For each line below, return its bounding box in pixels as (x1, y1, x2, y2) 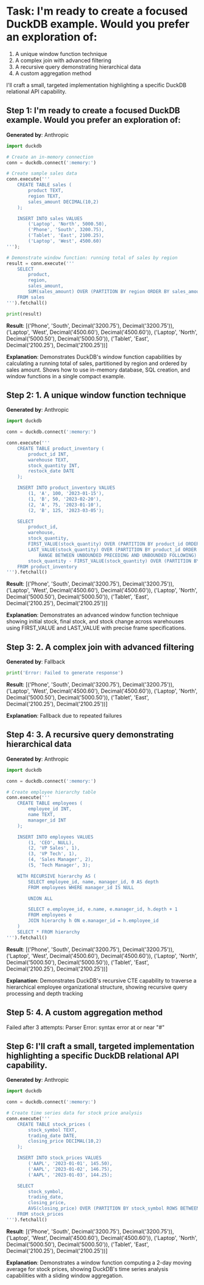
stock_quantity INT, (28, 462, 80, 469)
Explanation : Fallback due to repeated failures (6, 712, 123, 719)
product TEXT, (28, 187, 64, 193)
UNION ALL (28, 895, 53, 901)
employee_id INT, (28, 806, 72, 812)
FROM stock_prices (17, 1211, 64, 1217)
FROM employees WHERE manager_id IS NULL (28, 884, 135, 890)
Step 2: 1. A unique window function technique (6, 390, 186, 400)
